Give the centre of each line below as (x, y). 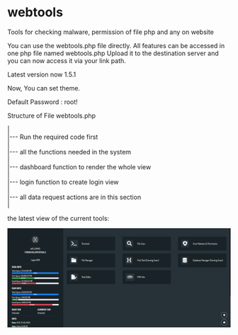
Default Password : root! (42, 102)
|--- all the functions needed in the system (69, 152)
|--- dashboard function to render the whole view (79, 166)
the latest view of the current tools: (58, 218)
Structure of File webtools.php (52, 115)
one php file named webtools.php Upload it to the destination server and (113, 53)
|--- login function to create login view (63, 182)
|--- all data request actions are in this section (74, 197)
